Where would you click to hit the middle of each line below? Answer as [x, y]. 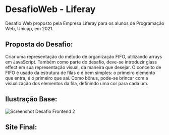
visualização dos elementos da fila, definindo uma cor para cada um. [77, 83]
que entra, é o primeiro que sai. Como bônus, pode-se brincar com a [77, 78]
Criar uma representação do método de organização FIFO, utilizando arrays [84, 56]
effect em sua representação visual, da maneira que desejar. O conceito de [83, 67]
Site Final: [21, 127]
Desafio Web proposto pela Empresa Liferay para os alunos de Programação [85, 23]
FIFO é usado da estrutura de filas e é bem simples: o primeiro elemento [80, 73]
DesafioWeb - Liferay [50, 9]
